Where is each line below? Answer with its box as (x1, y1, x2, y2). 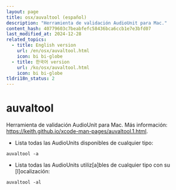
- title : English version (11, 43, 77, 49)
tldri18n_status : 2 (6, 76, 55, 82)
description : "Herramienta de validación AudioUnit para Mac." (6, 20, 168, 26)
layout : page (6, 8, 39, 15)
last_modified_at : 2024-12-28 (6, 31, 82, 37)
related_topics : (6, 37, 47, 43)
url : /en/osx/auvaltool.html (17, 48, 90, 54)
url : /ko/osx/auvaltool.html (17, 64, 90, 71)
